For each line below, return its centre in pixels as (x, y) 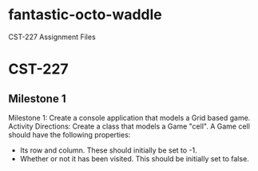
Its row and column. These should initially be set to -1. (108, 150)
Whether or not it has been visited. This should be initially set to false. (134, 158)
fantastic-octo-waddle (85, 15)
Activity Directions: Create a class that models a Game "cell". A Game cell (129, 126)
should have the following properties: (69, 134)
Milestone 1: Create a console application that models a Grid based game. (129, 117)
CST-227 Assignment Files (52, 37)
